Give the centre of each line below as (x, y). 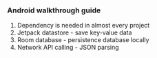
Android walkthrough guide (54, 10)
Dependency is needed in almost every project (83, 26)
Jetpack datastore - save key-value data (74, 32)
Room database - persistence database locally (83, 40)
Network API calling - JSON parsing (68, 48)
